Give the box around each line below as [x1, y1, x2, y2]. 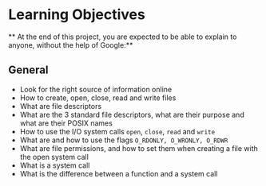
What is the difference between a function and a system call [19, 169, 218, 178]
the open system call [19, 152, 89, 161]
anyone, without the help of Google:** [8, 40, 133, 49]
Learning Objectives [8, 6, 145, 24]
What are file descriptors [19, 101, 102, 110]
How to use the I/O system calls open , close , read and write [19, 126, 216, 136]
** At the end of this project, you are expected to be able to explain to [8, 32, 237, 41]
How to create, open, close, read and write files [19, 93, 177, 103]
